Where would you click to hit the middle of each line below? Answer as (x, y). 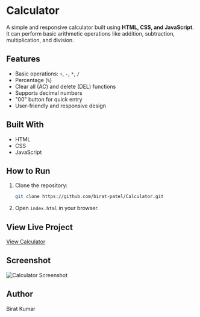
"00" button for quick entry (48, 99)
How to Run (28, 171)
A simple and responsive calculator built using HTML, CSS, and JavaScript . (100, 27)
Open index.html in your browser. (57, 208)
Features (23, 59)
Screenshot (29, 261)
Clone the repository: (41, 185)
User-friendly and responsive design (61, 106)
